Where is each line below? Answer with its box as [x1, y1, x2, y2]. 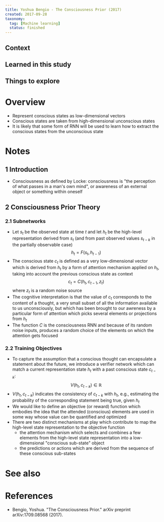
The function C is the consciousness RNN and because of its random [12, 322, 152, 328]
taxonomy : [5, 16, 26, 21]
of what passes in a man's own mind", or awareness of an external [12, 184, 147, 190]
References [5, 490, 53, 501]
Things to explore [5, 77, 60, 85]
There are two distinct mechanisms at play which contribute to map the [12, 419, 157, 425]
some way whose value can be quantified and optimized [12, 414, 127, 420]
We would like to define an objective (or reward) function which [12, 404, 141, 410]
